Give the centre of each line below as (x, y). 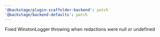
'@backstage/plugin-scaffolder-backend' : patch (57, 10)
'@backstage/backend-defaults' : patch (46, 15)
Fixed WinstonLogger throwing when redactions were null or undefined (80, 29)
